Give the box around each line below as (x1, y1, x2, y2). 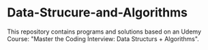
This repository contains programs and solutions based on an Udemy (7, 27, 202, 36)
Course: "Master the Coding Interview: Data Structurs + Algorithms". (7, 34, 199, 42)
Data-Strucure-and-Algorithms (7, 5, 188, 21)
